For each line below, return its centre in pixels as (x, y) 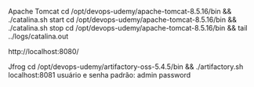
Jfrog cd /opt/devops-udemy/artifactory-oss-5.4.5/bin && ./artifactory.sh (126, 67)
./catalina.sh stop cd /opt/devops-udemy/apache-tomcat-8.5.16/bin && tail (128, 28)
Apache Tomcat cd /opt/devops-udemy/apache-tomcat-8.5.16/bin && (120, 11)
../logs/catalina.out (38, 36)
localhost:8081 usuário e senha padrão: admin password (100, 75)
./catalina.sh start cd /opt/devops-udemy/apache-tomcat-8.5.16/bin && (122, 20)
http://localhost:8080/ (44, 51)
